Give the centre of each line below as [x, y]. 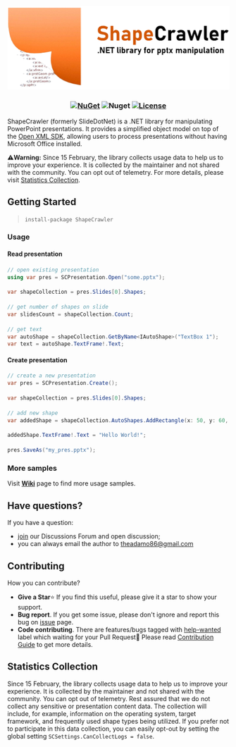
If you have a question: [41, 523]
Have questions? [45, 506]
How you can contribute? [44, 583]
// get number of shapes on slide [58, 307]
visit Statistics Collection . [44, 180]
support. [30, 607]
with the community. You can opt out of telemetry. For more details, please [116, 172]
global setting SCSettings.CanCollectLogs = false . [81, 736]
